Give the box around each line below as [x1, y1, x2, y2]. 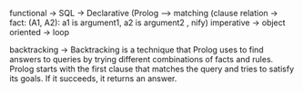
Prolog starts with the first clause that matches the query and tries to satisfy [9, 63, 294, 74]
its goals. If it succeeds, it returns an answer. [9, 73, 177, 84]
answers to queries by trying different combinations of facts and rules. [9, 54, 274, 64]
